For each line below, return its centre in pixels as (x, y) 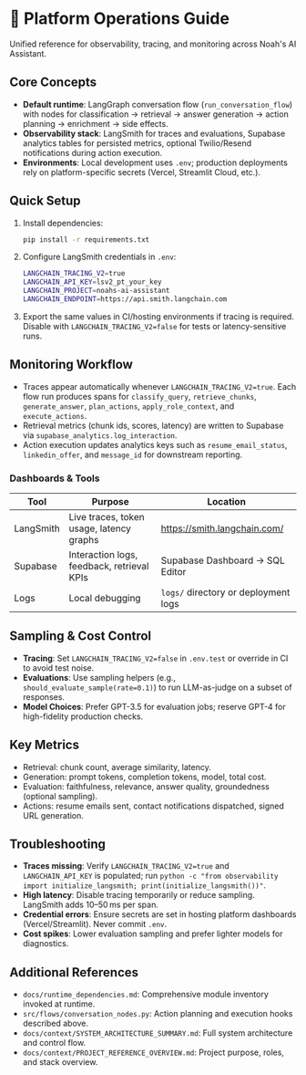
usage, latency (100, 528)
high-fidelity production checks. (83, 716)
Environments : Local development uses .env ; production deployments (155, 162)
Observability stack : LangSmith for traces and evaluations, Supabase (154, 133)
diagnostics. (46, 944)
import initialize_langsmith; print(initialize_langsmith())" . (144, 885)
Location (226, 502)
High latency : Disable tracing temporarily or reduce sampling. (138, 895)
